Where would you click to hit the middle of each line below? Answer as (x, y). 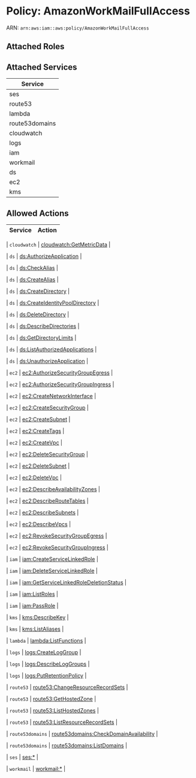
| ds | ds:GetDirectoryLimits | (41, 337)
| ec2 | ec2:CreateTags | (35, 430)
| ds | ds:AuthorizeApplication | (44, 256)
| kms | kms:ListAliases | (35, 629)
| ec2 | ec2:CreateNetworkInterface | (51, 396)
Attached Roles (35, 47)
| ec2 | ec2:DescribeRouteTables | (47, 501)
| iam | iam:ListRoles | (32, 594)
